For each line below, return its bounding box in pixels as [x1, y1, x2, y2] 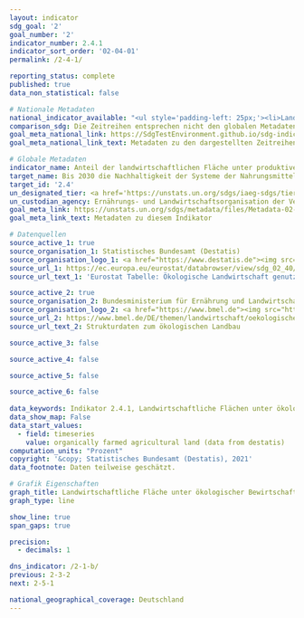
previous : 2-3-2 [9, 571, 71, 580]
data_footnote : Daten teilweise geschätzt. [9, 463, 176, 472]
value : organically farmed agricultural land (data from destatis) [25, 438, 285, 447]
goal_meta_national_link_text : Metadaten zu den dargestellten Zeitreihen [9, 138, 298, 147]
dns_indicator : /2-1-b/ [9, 562, 100, 571]
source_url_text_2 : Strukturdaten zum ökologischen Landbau [9, 322, 242, 331]
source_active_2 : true [9, 289, 95, 298]
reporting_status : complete [9, 71, 116, 81]
